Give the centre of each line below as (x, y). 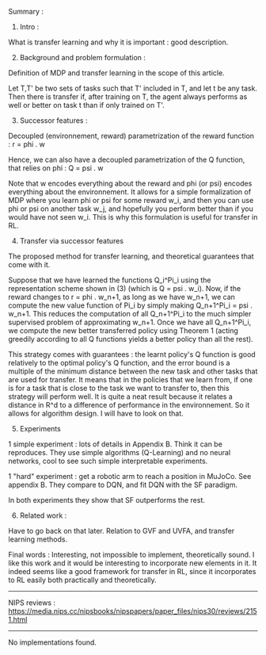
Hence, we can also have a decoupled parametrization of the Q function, (127, 159)
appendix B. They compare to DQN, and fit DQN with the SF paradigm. (123, 485)
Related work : (43, 515)
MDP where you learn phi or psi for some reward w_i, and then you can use (131, 200)
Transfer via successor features (72, 241)
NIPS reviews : (32, 603)
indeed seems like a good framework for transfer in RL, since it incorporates (132, 571)
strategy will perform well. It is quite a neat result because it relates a (121, 396)
